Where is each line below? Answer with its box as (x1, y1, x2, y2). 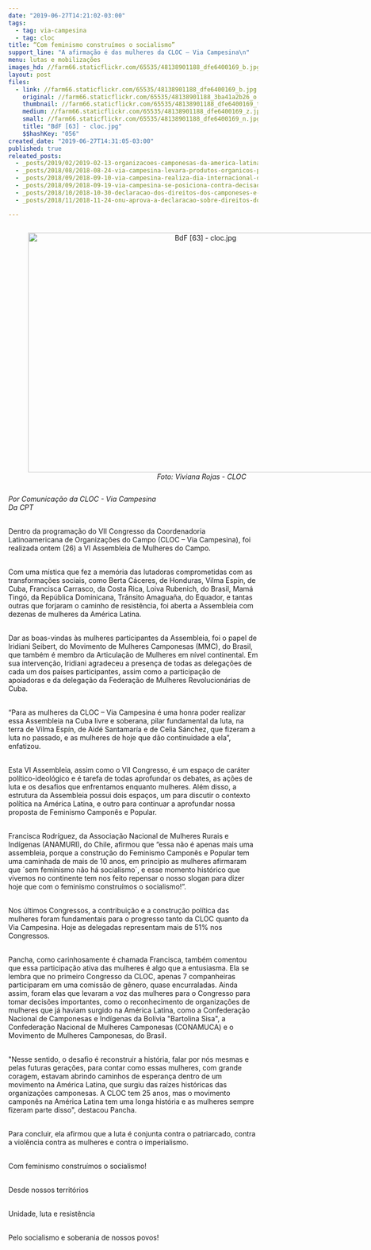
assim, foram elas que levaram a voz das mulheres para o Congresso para (8, 988, 251, 997)
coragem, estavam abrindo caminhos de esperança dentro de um (8, 1071, 223, 1081)
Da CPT (8, 502, 34, 512)
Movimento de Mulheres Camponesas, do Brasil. (8, 1030, 167, 1040)
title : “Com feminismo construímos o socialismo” (8, 41, 176, 49)
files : (8, 78, 30, 86)
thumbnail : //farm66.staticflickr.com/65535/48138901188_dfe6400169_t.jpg (22, 100, 275, 108)
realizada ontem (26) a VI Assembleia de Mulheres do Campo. (8, 543, 212, 553)
